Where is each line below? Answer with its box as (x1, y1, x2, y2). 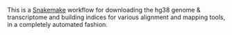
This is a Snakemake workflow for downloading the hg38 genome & (7, 6, 201, 14)
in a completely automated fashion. (7, 21, 108, 28)
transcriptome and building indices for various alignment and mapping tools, (7, 13, 226, 21)
